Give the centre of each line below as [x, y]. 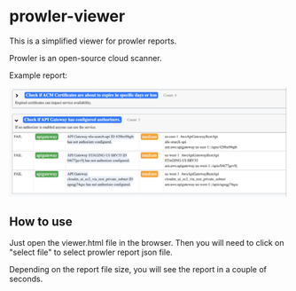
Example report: [39, 75]
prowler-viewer [67, 16]
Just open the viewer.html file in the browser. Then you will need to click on [147, 243]
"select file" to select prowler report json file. [91, 252]
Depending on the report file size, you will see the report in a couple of [138, 270]
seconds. [26, 279]
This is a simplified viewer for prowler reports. [93, 41]
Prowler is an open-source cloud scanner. [86, 58]
